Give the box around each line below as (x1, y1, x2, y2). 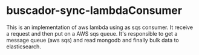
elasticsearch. (6, 43, 41, 50)
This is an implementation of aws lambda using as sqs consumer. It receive (6, 24, 194, 31)
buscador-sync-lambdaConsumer (6, 4, 183, 18)
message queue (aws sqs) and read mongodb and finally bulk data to (6, 36, 180, 44)
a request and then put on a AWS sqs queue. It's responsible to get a (6, 30, 178, 37)
